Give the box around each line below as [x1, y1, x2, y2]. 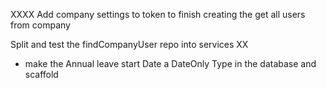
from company [10, 19, 71, 31]
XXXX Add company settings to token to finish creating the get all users [10, 9, 306, 20]
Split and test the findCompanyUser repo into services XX [10, 39, 249, 50]
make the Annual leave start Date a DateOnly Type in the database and [24, 58, 317, 69]
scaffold [24, 69, 59, 80]
